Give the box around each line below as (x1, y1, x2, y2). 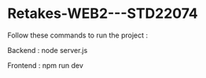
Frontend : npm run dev (7, 60, 84, 70)
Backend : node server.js (7, 45, 88, 55)
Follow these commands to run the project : (7, 30, 149, 40)
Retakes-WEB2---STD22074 (7, 5, 198, 23)
